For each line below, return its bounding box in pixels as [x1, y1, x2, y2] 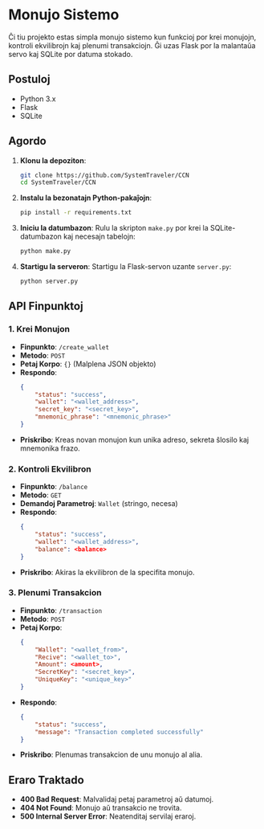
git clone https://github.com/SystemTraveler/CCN [19, 171, 190, 179]
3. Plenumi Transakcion [8, 587, 102, 598]
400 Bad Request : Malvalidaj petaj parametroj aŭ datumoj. [19, 794, 214, 804]
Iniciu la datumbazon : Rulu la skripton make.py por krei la [19, 223, 209, 233]
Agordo [8, 134, 47, 148]
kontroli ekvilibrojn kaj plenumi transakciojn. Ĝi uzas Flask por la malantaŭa [8, 40, 256, 50]
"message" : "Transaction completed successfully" [35, 728, 204, 736]
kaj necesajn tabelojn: [63, 231, 136, 242]
